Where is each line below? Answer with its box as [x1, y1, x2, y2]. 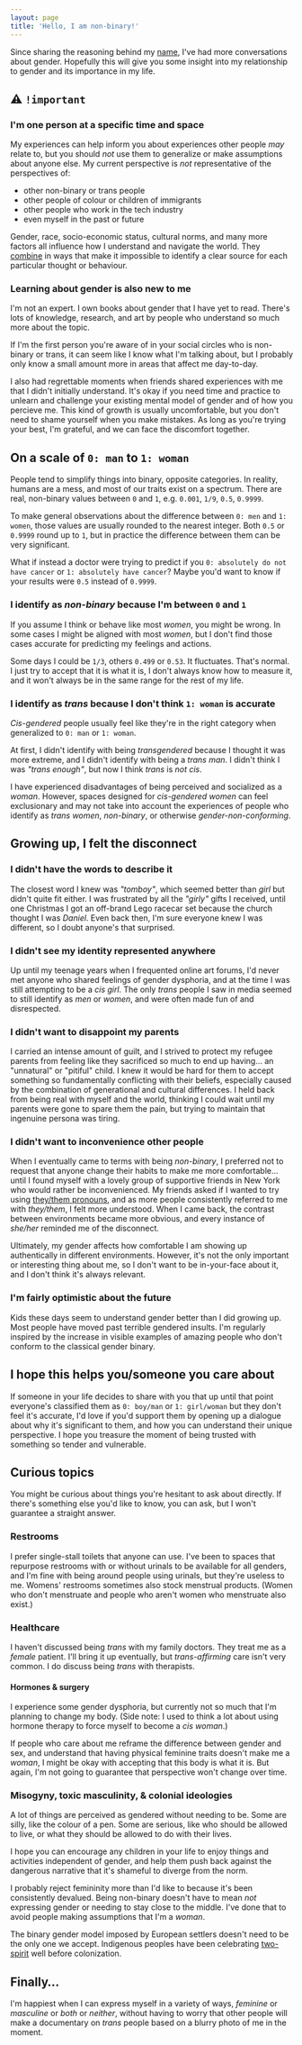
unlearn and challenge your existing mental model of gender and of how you [10, 395, 293, 406]
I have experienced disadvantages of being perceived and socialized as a [10, 781, 282, 792]
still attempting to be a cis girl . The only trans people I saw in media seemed [10, 984, 292, 995]
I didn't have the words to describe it [10, 863, 173, 876]
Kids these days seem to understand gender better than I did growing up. [10, 1312, 282, 1322]
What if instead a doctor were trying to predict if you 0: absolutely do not [10, 557, 287, 568]
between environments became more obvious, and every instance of [10, 1213, 265, 1224]
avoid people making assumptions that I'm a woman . [10, 1912, 206, 1922]
